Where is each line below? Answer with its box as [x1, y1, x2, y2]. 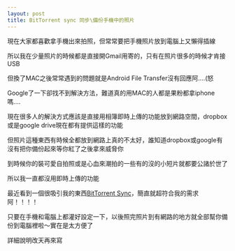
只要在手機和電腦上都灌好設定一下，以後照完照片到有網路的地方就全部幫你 [7, 212, 222, 220]
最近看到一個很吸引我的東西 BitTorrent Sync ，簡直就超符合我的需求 [7, 189, 199, 197]
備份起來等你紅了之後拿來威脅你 [31, 144, 124, 153]
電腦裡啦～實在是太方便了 [19, 221, 93, 229]
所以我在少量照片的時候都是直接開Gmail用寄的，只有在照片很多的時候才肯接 [7, 52, 226, 60]
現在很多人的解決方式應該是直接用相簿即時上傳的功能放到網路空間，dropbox [7, 112, 227, 121]
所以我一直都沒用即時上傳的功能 [7, 174, 99, 182]
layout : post [7, 10, 45, 17]
